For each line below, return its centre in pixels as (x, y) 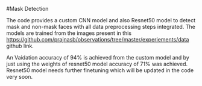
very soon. (20, 77)
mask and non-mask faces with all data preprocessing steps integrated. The (101, 27)
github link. (20, 46)
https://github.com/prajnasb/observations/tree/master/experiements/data (98, 39)
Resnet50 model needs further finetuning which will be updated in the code (100, 70)
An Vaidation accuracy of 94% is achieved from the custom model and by (98, 57)
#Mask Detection (27, 9)
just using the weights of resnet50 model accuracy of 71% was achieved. (97, 64)
